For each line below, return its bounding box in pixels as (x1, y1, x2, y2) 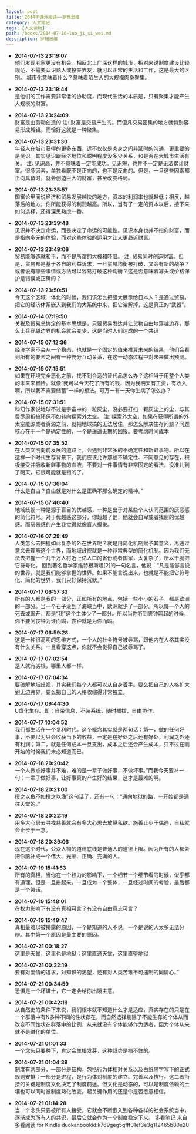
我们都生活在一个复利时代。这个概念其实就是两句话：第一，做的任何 (14, 726, 180, 733)
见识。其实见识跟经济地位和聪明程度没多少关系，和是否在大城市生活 (19, 153, 185, 159)
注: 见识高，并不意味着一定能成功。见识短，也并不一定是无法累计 (26, 160, 184, 167)
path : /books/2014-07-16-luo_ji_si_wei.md (6, 31, 111, 37)
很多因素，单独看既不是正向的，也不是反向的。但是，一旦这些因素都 (25, 167, 190, 174)
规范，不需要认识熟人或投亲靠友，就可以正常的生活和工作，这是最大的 (14, 67, 185, 74)
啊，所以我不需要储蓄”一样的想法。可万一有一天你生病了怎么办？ (14, 387, 171, 394)
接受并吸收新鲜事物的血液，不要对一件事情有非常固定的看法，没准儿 (19, 461, 185, 468)
